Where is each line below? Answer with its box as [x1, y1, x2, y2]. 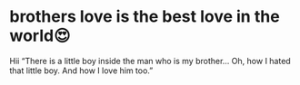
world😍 [9, 25, 71, 46]
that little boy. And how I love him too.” [9, 65, 154, 76]
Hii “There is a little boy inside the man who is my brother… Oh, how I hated [9, 55, 291, 66]
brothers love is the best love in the [9, 6, 280, 27]
